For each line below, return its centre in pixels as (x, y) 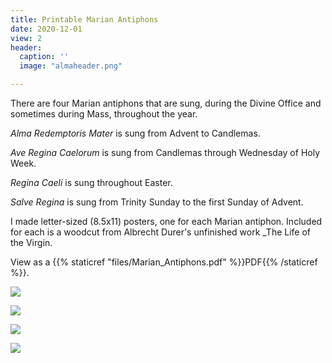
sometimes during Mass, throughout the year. (104, 114)
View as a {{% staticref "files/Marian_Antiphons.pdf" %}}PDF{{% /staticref (164, 262)
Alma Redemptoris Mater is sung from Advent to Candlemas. (135, 133)
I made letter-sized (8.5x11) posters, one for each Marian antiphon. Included (166, 221)
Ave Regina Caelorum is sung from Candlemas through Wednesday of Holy (165, 152)
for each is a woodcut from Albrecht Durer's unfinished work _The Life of (161, 232)
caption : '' (44, 57)
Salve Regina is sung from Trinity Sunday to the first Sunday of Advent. (157, 202)
